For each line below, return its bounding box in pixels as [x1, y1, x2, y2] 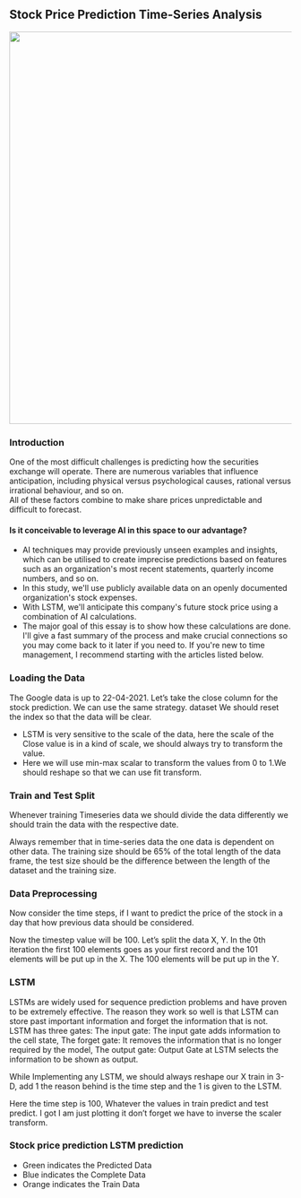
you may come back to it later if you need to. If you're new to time [21, 640, 266, 651]
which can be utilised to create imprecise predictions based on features [21, 554, 288, 565]
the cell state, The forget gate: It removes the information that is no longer [9, 1035, 282, 1046]
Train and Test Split [9, 789, 96, 802]
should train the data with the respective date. [9, 819, 179, 829]
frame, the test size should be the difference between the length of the [9, 855, 271, 866]
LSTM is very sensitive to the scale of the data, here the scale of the [21, 728, 275, 739]
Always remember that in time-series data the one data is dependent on [9, 836, 275, 846]
